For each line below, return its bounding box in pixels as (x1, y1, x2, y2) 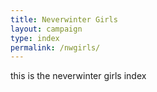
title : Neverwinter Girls (10, 14, 118, 25)
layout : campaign (10, 24, 83, 34)
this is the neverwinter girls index (10, 70, 147, 82)
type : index (10, 33, 60, 43)
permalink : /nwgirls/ (10, 42, 101, 53)
